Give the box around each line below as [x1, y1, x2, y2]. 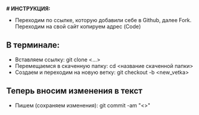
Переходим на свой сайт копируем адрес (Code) [14, 23, 141, 30]
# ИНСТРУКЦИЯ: [6, 5, 51, 12]
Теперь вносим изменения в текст [6, 86, 143, 96]
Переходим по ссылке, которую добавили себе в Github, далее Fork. [14, 17, 192, 23]
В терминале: [6, 40, 60, 50]
